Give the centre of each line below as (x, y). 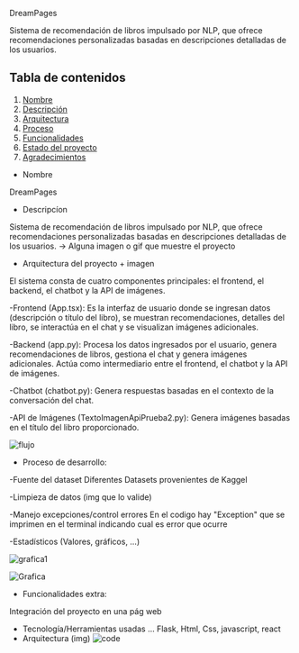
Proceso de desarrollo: (64, 462)
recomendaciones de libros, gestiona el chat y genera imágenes (128, 354)
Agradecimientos (54, 157)
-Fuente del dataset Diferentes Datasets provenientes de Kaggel (128, 479)
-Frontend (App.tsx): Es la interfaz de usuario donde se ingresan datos (140, 308)
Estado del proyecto (59, 147)
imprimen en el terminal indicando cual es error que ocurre (118, 524)
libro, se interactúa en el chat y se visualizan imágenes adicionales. (134, 327)
